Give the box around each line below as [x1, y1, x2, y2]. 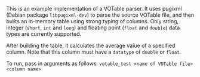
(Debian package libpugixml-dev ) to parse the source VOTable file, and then [6, 11, 195, 19]
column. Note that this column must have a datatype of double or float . [6, 48, 181, 56]
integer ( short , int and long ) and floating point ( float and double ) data [6, 24, 180, 31]
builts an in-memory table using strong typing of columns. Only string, [6, 18, 179, 24]
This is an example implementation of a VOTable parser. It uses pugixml [6, 5, 182, 12]
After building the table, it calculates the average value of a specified [6, 42, 176, 49]
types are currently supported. [6, 30, 82, 38]
